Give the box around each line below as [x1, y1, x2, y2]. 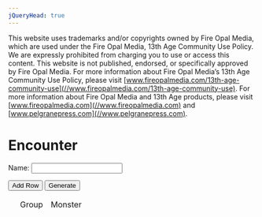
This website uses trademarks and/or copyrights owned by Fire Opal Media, [8, 33, 254, 43]
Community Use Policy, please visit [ [8, 75, 127, 84]
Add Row [12, 181, 39, 189]
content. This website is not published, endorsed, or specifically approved [8, 58, 249, 68]
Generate [48, 181, 76, 189]
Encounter [8, 136, 79, 154]
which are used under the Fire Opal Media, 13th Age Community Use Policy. [8, 41, 254, 51]
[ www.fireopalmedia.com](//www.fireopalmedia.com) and [8, 100, 196, 110]
